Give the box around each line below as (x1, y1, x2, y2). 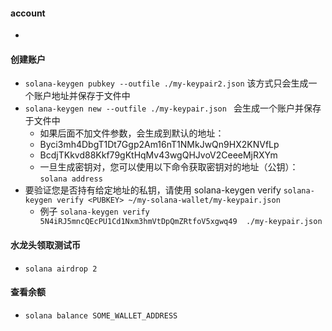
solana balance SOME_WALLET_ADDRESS (24, 310, 178, 321)
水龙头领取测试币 (10, 239, 81, 251)
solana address (39, 174, 103, 184)
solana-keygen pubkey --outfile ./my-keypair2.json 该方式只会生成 (24, 77, 309, 89)
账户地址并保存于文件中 (33, 90, 131, 102)
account (10, 7, 46, 19)
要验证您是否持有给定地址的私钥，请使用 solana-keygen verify (24, 184, 282, 196)
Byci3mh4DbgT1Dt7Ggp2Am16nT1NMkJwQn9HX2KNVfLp (39, 139, 280, 151)
